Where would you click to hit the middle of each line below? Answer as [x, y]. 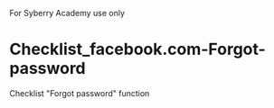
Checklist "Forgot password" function [80, 93]
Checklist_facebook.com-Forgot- [138, 49]
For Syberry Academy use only [67, 13]
